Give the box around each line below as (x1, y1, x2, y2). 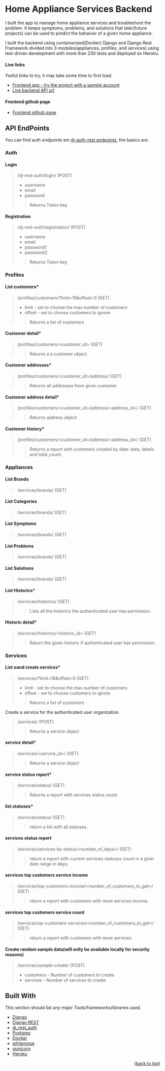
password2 (24, 250, 48, 256)
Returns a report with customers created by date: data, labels (29, 446, 154, 452)
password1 (24, 244, 47, 250)
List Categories (5, 498, 37, 504)
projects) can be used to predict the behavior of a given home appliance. (5, 30, 153, 36)
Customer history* (5, 426, 44, 432)
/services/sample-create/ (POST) (17, 962, 85, 968)
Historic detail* (5, 619, 37, 625)
